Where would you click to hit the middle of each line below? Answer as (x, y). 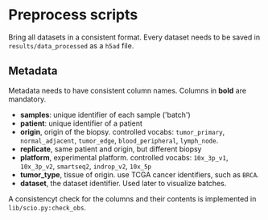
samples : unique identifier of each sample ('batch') (105, 114)
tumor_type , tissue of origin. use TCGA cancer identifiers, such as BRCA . (139, 174)
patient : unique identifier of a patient (81, 123)
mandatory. (27, 99)
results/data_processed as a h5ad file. (71, 45)
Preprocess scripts (73, 15)
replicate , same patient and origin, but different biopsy (111, 149)
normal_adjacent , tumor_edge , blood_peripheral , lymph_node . (119, 140)
